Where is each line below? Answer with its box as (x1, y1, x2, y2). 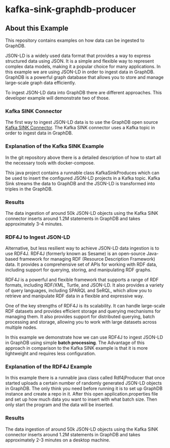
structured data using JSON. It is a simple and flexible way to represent (5, 58, 154, 64)
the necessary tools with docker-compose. (5, 159, 95, 166)
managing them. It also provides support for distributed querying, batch (5, 314, 155, 320)
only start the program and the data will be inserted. (5, 402, 114, 408)
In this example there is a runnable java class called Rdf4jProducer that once (5, 375, 165, 381)
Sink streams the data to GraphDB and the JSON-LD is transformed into (5, 180, 155, 186)
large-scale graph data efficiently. (5, 80, 76, 86)
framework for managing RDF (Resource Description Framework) (19, 256, 156, 262)
